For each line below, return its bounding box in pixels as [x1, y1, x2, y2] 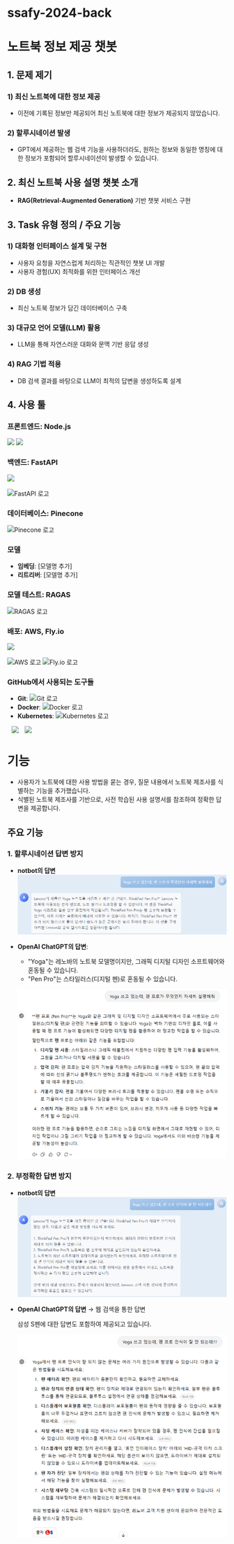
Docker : [17, 703, 41, 712]
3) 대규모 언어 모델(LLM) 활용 [7, 323, 101, 333]
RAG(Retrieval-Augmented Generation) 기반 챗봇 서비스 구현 [17, 196, 192, 205]
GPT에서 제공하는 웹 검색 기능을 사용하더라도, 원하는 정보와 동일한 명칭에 [17, 145, 216, 154]
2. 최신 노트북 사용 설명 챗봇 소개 [7, 176, 139, 188]
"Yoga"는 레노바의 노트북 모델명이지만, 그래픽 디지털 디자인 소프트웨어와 [27, 958, 225, 966]
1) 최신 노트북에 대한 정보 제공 [7, 92, 101, 101]
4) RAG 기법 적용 [7, 359, 61, 369]
